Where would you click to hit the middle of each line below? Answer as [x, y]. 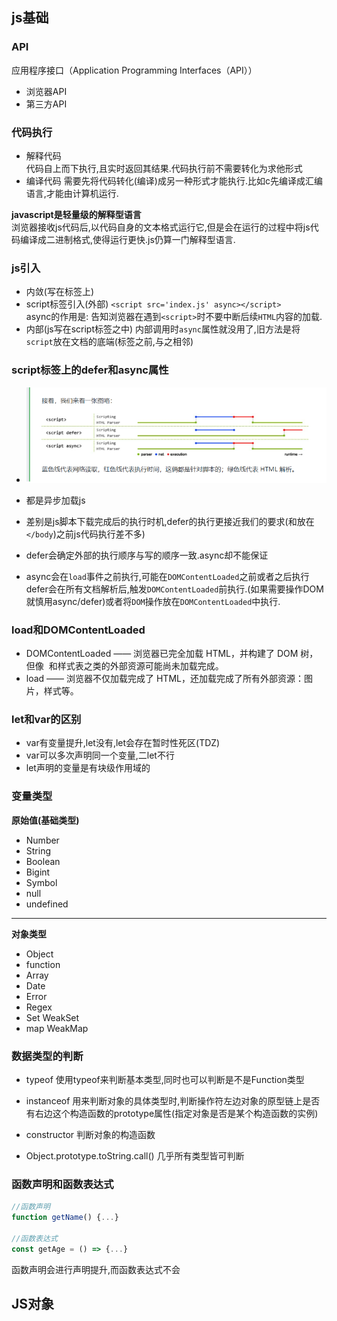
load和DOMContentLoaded [78, 630]
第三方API [46, 104]
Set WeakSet [52, 1017]
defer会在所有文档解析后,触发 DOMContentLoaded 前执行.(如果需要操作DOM [174, 589]
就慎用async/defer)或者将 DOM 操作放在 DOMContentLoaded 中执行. [153, 601]
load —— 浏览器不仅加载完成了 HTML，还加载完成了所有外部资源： [164, 679]
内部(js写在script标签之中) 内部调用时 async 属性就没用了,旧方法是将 [163, 329]
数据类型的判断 [47, 1056]
